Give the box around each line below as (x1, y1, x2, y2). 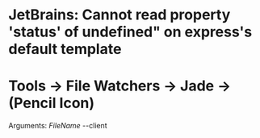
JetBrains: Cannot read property (8, 6, 231, 24)
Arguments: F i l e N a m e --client (8, 121, 107, 131)
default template (8, 40, 122, 58)
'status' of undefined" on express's (8, 23, 253, 41)
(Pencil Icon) (8, 94, 95, 112)
